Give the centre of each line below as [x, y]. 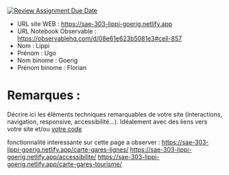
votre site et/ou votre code [45, 129]
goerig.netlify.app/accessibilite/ [52, 156]
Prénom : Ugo [37, 53]
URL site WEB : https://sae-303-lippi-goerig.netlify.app [95, 24]
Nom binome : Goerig [47, 60]
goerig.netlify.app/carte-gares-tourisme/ [64, 164]
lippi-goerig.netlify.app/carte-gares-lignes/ [68, 149]
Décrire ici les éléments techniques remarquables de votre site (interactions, [115, 114]
